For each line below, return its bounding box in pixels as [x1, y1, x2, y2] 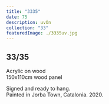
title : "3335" [6, 8, 41, 15]
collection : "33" [6, 25, 49, 31]
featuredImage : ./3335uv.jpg [6, 30, 78, 36]
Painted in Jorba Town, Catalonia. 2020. [6, 91, 104, 98]
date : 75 [6, 14, 28, 20]
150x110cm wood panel [6, 74, 62, 81]
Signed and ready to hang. [6, 85, 71, 92]
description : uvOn [6, 19, 51, 25]
